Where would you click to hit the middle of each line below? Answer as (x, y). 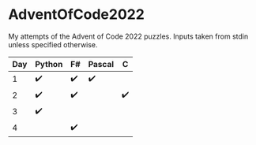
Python (49, 64)
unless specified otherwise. (53, 44)
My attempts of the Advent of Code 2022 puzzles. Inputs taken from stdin (128, 36)
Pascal (101, 64)
